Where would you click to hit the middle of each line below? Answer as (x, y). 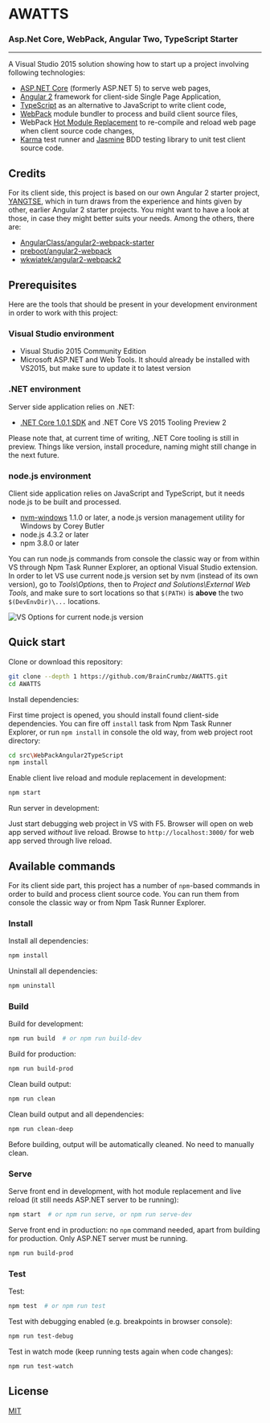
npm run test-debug (41, 1336)
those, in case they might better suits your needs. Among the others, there (131, 219)
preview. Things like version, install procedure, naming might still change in (133, 446)
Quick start (37, 642)
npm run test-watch (41, 1366)
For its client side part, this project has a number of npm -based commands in (134, 885)
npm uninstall (32, 986)
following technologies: (47, 72)
